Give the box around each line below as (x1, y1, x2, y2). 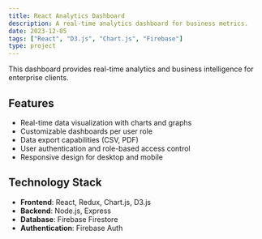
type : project (8, 42, 57, 50)
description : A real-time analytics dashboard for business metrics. (8, 19, 249, 28)
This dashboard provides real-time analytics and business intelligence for (8, 64, 254, 74)
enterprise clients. (8, 73, 69, 83)
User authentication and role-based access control (19, 143, 191, 153)
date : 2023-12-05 (8, 27, 67, 35)
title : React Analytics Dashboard (8, 11, 126, 20)
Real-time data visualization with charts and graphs (19, 117, 192, 127)
